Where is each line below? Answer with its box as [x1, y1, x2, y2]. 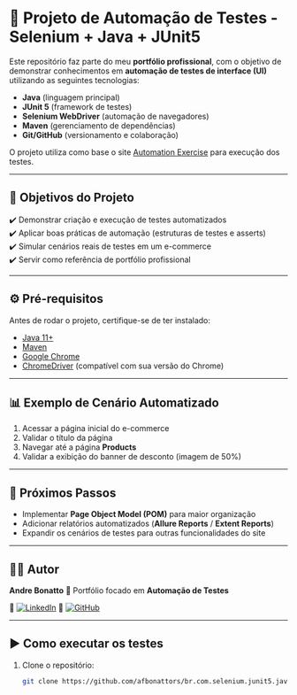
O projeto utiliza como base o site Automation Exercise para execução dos [9, 146, 280, 158]
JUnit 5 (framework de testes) [21, 101, 133, 112]
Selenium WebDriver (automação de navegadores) [21, 111, 209, 121]
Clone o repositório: [21, 660, 95, 670]
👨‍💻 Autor [9, 561, 60, 576]
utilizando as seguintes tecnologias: [9, 74, 140, 85]
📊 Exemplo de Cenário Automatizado [9, 395, 219, 410]
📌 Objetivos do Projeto [9, 190, 134, 205]
